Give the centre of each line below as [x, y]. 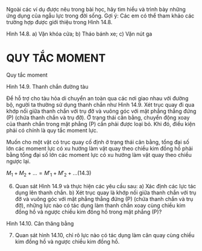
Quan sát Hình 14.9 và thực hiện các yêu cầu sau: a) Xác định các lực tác [106, 186]
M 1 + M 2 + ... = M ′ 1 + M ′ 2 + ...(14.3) [49, 173]
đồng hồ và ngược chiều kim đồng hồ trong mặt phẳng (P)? [88, 212]
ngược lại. [19, 161]
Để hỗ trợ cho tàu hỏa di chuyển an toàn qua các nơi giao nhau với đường [97, 98]
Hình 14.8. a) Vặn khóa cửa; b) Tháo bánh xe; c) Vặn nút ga [79, 34]
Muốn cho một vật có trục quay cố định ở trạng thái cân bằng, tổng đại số [98, 142]
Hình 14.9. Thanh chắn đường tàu [47, 86]
